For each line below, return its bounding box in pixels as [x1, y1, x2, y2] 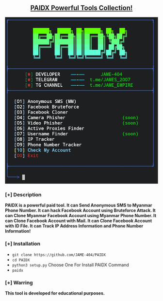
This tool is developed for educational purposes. [5, 290, 105, 296]
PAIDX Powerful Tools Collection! [30, 4, 133, 12]
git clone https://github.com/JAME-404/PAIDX [12, 252, 106, 257]
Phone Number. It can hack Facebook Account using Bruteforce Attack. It [5, 207, 156, 213]
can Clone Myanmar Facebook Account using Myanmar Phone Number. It [5, 213, 157, 219]
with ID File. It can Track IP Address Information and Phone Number [5, 223, 144, 229]
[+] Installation [5, 241, 40, 247]
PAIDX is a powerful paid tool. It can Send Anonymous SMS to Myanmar [5, 202, 152, 208]
